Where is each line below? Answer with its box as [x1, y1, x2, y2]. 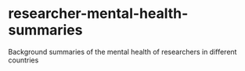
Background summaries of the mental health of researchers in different [8, 47, 237, 56]
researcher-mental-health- [8, 5, 189, 23]
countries [8, 55, 39, 65]
